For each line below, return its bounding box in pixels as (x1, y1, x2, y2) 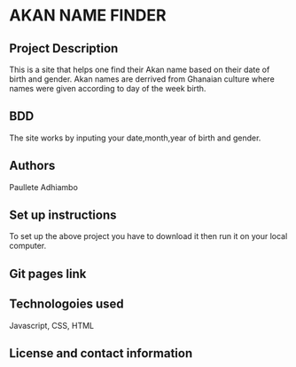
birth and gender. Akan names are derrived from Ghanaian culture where (9, 74, 275, 84)
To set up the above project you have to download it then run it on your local (9, 231, 288, 242)
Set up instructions (9, 208, 117, 223)
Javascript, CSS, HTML (9, 320, 95, 331)
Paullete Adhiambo (9, 181, 78, 192)
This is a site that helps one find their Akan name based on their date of (9, 64, 270, 75)
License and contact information (9, 346, 193, 361)
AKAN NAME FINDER (9, 5, 167, 26)
